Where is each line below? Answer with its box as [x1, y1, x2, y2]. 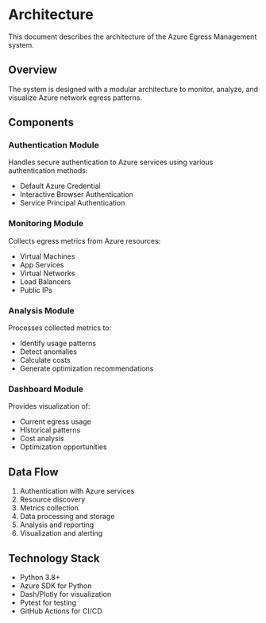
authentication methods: [8, 166, 88, 175]
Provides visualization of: [8, 402, 91, 411]
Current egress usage [19, 417, 91, 426]
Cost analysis [19, 434, 64, 444]
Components [8, 116, 74, 129]
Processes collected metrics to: [8, 323, 112, 333]
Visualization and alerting [19, 529, 103, 538]
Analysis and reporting [19, 520, 94, 529]
